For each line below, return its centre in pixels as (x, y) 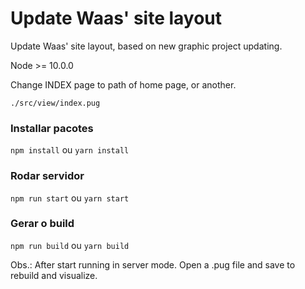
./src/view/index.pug (55, 103)
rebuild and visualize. (54, 275)
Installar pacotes (52, 128)
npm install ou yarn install (70, 150)
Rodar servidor (47, 176)
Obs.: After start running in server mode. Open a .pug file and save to (153, 264)
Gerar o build (42, 224)
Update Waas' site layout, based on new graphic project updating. (146, 46)
